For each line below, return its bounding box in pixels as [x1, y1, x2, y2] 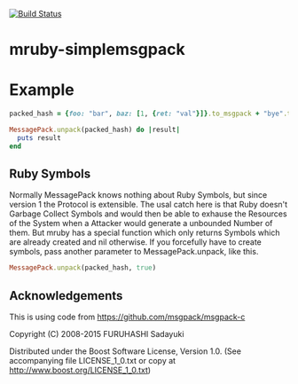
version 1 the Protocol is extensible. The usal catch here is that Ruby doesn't [9, 200, 288, 210]
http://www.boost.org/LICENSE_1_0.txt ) [9, 364, 152, 376]
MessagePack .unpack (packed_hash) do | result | [9, 125, 180, 134]
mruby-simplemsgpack [9, 40, 185, 59]
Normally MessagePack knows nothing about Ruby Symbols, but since [9, 190, 268, 200]
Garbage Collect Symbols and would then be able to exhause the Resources [9, 208, 287, 219]
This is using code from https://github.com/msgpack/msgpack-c [9, 311, 246, 323]
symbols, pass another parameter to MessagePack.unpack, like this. [9, 247, 259, 257]
